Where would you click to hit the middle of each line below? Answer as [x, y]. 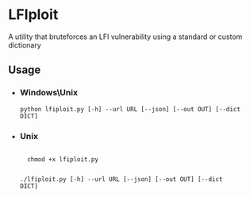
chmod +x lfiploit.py [63, 159]
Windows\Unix [48, 93]
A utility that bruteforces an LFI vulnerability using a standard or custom [125, 37]
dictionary [25, 44]
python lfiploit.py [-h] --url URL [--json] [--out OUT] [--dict [130, 109]
